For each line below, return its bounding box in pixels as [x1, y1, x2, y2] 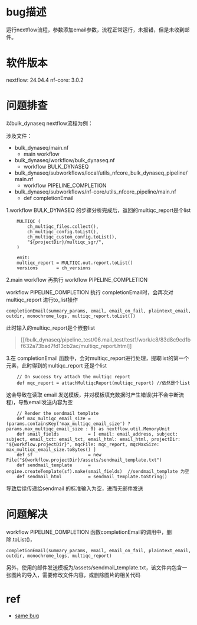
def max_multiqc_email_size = [17, 415, 91, 421]
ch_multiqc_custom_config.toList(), [27, 234, 117, 240]
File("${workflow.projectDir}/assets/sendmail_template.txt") [6, 457, 162, 463]
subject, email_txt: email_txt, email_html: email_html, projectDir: [6, 436, 181, 442]
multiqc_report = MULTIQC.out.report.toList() [17, 260, 133, 266]
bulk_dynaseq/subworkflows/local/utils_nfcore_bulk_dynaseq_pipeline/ [14, 169, 188, 176]
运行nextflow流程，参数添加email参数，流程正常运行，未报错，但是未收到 [6, 26, 185, 33]
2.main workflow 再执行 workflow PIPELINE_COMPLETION [6, 276, 148, 283]
